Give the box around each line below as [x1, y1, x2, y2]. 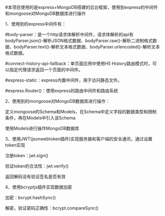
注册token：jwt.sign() [5, 153, 48, 158]
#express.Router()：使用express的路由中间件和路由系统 [5, 88, 118, 93]
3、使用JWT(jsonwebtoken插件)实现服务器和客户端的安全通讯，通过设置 [5, 136, 153, 142]
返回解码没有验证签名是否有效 [5, 173, 66, 179]
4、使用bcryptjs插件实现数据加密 [5, 184, 72, 190]
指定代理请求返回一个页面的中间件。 [9, 67, 83, 73]
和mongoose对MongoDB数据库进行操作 [5, 10, 86, 16]
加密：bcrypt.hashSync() [5, 195, 56, 200]
